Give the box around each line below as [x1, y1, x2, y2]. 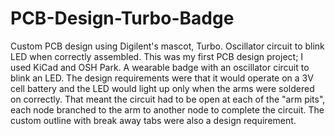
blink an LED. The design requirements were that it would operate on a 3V [10, 72, 314, 84]
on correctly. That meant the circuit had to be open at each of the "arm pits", [10, 93, 326, 105]
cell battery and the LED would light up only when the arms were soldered [10, 82, 315, 94]
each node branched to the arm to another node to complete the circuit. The [10, 103, 325, 116]
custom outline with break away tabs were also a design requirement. [10, 114, 297, 126]
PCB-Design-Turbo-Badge [10, 7, 235, 30]
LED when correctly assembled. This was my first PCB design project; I [10, 50, 304, 62]
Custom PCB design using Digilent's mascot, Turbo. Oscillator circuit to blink [10, 40, 325, 52]
